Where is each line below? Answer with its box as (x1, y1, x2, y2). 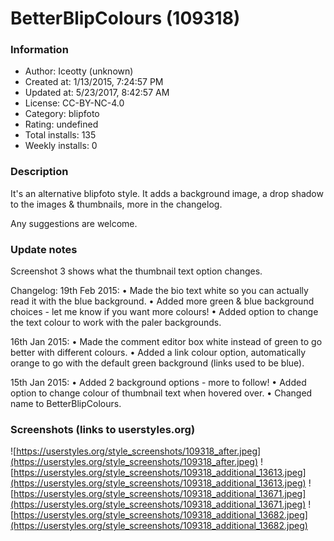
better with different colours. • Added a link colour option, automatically (10, 347, 307, 359)
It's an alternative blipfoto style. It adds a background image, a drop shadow (10, 187, 324, 199)
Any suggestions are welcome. (10, 217, 138, 229)
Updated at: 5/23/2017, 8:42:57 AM (24, 87, 170, 99)
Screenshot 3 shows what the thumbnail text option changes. (10, 265, 263, 277)
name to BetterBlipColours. (10, 398, 122, 410)
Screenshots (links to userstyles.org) (10, 423, 196, 436)
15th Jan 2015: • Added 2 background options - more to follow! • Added (10, 377, 307, 389)
